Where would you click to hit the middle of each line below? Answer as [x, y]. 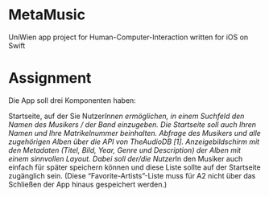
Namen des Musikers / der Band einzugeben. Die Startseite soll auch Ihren [132, 124]
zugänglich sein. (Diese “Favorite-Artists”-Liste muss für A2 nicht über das [132, 175]
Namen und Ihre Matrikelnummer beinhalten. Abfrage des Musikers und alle [135, 133]
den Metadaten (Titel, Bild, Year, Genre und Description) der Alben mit [125, 150]
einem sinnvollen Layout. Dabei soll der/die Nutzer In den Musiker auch [126, 158]
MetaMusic [47, 15]
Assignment [50, 78]
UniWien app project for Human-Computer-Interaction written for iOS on [128, 37]
